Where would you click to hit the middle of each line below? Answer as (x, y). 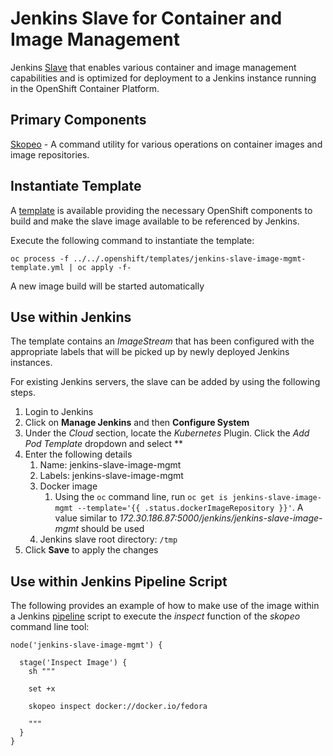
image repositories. (50, 154)
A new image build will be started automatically (107, 286)
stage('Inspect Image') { (73, 663)
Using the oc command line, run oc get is (141, 497)
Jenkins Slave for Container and (146, 18)
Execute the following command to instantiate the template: (132, 240)
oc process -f (40, 258)
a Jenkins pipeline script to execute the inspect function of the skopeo (155, 616)
